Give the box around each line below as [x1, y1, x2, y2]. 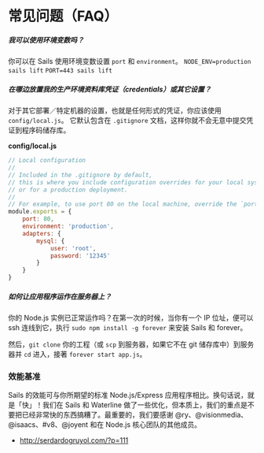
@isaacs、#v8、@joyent [8, 420, 89, 429]
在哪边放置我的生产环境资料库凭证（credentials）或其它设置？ [8, 84, 212, 94]
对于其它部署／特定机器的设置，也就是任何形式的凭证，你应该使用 [8, 106, 222, 115]
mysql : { [36, 237, 65, 245]
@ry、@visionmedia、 [174, 410, 248, 420]
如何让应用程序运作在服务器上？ [8, 291, 112, 301]
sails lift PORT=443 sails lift [8, 67, 112, 75]
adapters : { [22, 229, 61, 237]
